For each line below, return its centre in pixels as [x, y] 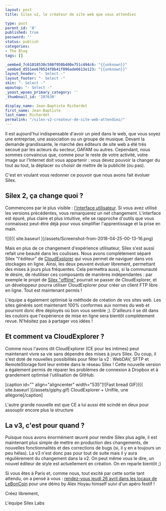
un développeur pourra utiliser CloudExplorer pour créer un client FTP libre [82, 285]
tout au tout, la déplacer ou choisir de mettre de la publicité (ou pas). [75, 165]
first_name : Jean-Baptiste [33, 110]
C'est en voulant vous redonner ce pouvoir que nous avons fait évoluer [78, 175]
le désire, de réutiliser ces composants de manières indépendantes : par [79, 274]
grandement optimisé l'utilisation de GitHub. [50, 375]
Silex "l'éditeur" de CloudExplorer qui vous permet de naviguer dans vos [79, 258]
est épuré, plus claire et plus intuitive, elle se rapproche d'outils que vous [80, 218]
